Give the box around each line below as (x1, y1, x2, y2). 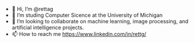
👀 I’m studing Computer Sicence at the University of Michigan (11, 12, 163, 19)
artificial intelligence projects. (11, 24, 84, 31)
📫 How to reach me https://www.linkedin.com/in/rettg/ (11, 31, 147, 37)
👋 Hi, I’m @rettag (11, 6, 53, 12)
